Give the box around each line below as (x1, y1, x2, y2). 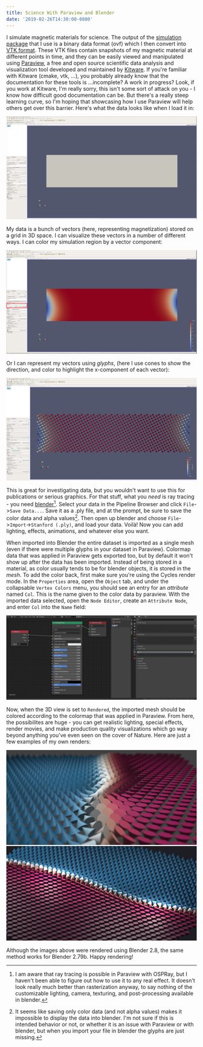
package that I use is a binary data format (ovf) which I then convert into (6, 40, 186, 47)
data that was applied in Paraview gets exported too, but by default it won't (6, 552, 193, 559)
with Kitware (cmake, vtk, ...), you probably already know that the (6, 72, 169, 79)
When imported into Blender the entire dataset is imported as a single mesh (6, 539, 195, 546)
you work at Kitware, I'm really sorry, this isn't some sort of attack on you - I (6, 85, 195, 92)
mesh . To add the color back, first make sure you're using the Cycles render (6, 571, 196, 578)
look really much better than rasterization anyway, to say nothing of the (14, 983, 193, 991)
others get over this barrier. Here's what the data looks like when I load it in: (6, 104, 195, 111)
